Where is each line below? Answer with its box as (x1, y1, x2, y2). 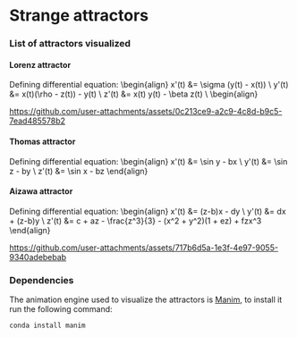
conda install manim (9, 321, 87, 331)
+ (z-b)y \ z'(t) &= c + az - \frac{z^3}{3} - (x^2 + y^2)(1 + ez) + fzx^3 (9, 215, 262, 226)
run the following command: (9, 304, 114, 315)
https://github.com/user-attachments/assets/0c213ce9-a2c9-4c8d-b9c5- (9, 106, 283, 117)
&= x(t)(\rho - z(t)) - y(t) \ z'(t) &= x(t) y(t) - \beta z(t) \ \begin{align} (9, 88, 259, 99)
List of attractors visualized (9, 38, 132, 50)
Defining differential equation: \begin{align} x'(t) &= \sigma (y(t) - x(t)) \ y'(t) (9, 80, 289, 90)
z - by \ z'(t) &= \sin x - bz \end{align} (9, 165, 148, 176)
